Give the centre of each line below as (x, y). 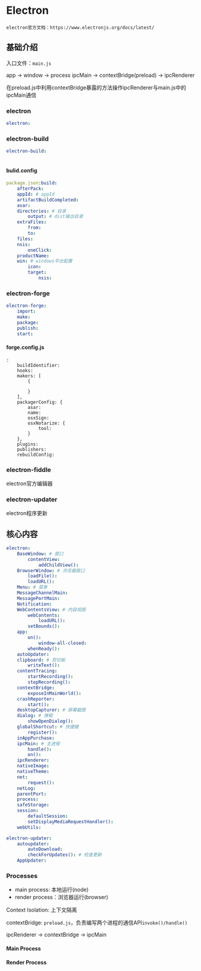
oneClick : (40, 250)
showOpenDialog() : (51, 721)
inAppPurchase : (36, 738)
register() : (43, 732)
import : (26, 312)
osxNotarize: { (47, 423)
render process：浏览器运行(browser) (62, 897)
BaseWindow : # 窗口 (40, 554)
